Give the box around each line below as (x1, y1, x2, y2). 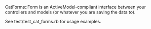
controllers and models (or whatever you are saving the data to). (5, 9, 136, 15)
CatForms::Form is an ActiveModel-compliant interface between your (5, 4, 146, 10)
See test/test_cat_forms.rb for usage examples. (5, 19, 101, 24)
